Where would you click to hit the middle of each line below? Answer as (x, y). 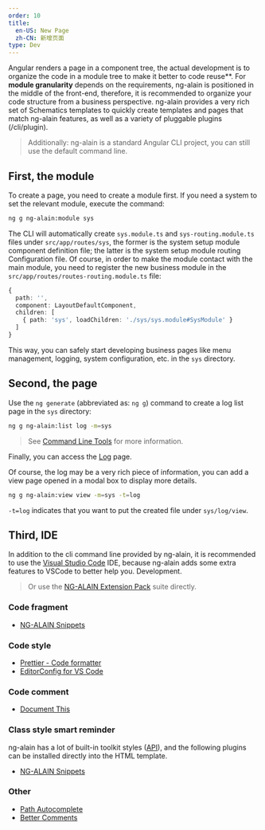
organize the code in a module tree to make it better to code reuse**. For (127, 76)
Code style (30, 645)
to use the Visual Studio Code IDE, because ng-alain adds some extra (122, 563)
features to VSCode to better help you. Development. (95, 571)
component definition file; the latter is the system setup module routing (125, 250)
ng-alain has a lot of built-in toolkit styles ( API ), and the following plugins (127, 747)
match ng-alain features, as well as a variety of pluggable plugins (115, 119)
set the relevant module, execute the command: (86, 203)
